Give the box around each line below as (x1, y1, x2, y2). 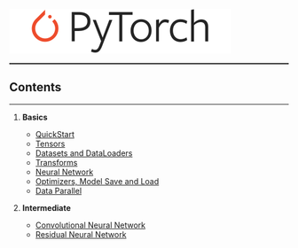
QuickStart (35, 128, 75, 139)
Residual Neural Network (35, 229, 127, 239)
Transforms (35, 157, 78, 167)
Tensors (35, 138, 66, 149)
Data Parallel (35, 185, 82, 196)
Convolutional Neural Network (35, 220, 146, 230)
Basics (21, 112, 48, 122)
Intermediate (21, 202, 71, 213)
